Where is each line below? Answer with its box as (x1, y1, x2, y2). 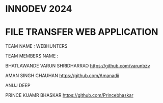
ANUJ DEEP (5, 82, 31, 89)
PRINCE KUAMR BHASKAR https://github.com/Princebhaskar (5, 92, 133, 98)
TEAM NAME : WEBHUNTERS (5, 43, 68, 49)
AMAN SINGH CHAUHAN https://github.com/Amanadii (5, 73, 120, 79)
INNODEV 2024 (5, 3, 72, 15)
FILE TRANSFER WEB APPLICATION (5, 26, 158, 38)
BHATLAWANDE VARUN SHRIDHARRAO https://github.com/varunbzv (5, 63, 150, 69)
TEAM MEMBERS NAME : (5, 53, 59, 59)
